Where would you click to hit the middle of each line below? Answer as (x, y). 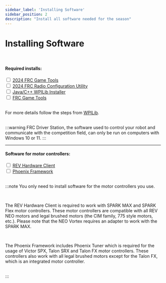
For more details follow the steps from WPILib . (52, 112)
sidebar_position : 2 (26, 14)
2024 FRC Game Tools (35, 80)
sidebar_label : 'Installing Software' (45, 10)
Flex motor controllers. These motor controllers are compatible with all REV (82, 210)
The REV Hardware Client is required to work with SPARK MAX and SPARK (81, 205)
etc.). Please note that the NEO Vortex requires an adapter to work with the (81, 221)
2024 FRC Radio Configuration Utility (50, 86)
